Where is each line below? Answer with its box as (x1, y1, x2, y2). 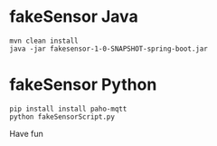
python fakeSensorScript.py (9, 112, 116, 122)
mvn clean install (9, 36, 79, 45)
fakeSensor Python (9, 74, 157, 95)
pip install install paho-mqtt (9, 104, 127, 113)
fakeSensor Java (9, 6, 138, 27)
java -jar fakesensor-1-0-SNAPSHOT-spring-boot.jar (9, 44, 208, 54)
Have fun (9, 128, 43, 139)
